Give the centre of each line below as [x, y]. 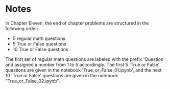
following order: [22, 28]
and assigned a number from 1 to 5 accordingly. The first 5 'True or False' [82, 64]
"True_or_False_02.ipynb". [33, 81]
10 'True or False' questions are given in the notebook [62, 75]
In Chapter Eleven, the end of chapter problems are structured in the [77, 23]
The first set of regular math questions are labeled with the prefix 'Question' [85, 59]
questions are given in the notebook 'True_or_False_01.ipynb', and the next [83, 70]
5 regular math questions [39, 38]
